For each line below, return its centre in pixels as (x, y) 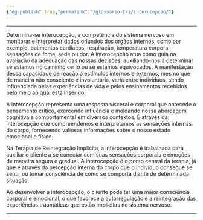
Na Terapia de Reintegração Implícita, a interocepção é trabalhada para (95, 148)
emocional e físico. (30, 136)
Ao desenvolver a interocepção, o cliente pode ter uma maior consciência (98, 192)
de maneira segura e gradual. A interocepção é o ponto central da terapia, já (101, 161)
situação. (18, 180)
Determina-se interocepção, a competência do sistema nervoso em (90, 34)
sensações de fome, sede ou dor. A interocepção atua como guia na (91, 54)
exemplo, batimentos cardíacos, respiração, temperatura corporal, (89, 47)
